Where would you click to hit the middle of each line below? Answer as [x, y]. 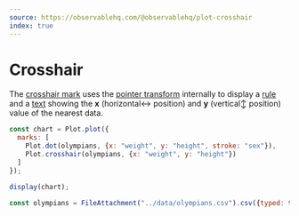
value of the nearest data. [57, 113]
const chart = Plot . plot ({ [59, 130]
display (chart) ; [39, 187]
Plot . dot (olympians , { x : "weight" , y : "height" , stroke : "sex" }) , [151, 146]
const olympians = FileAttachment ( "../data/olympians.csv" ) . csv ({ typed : [147, 203]
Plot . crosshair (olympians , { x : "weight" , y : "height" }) [131, 155]
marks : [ [33, 138]
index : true [31, 26]
